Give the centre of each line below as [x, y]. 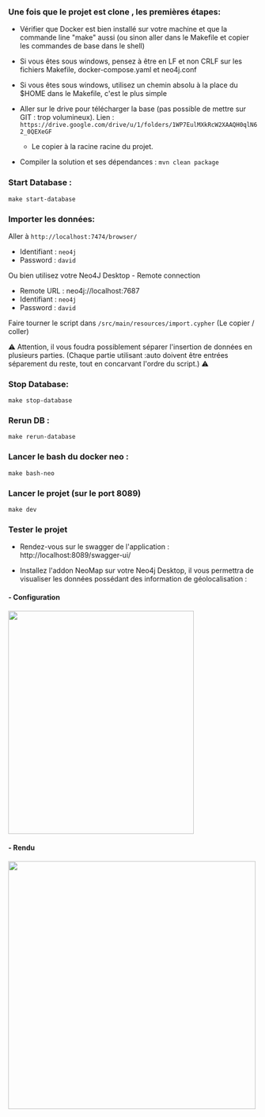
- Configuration [34, 597]
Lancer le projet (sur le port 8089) [74, 493]
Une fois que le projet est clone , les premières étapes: [115, 12]
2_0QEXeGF [36, 132]
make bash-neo [32, 473]
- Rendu [22, 848]
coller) [19, 331]
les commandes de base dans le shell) [82, 46]
